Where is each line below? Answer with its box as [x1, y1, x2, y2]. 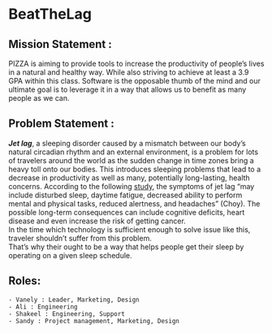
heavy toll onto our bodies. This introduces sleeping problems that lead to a [8, 164, 261, 174]
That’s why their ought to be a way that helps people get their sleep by [8, 241, 244, 252]
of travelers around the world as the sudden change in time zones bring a [8, 155, 254, 165]
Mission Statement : [8, 37, 112, 51]
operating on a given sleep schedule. [8, 250, 132, 260]
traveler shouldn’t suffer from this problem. [8, 233, 152, 243]
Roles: [8, 274, 41, 288]
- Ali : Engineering [8, 302, 79, 311]
